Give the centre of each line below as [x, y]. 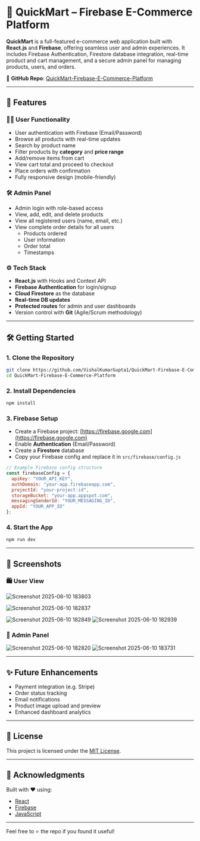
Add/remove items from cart [49, 158]
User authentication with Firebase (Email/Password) [78, 132]
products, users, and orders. [41, 67]
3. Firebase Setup [32, 418]
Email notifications [37, 699]
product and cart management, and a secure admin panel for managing [94, 60]
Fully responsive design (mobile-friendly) [65, 177]
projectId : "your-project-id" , [50, 490]
